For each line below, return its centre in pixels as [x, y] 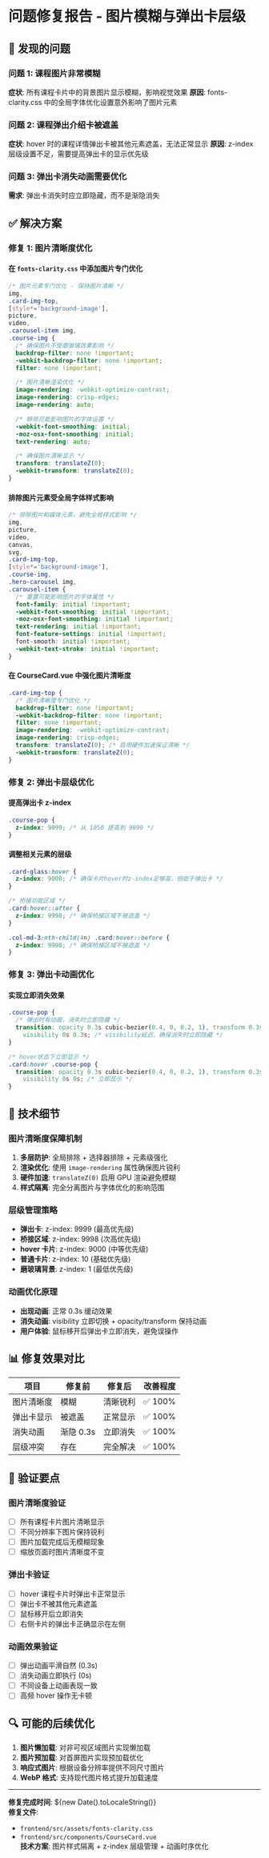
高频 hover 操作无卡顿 [56, 1695]
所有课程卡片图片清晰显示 [62, 1522]
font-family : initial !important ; [73, 604]
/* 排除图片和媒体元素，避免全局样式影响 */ [73, 515]
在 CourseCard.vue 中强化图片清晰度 [70, 676]
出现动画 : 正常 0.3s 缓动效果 [66, 1311]
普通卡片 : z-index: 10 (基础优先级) [75, 1259]
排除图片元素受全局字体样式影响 [61, 497]
